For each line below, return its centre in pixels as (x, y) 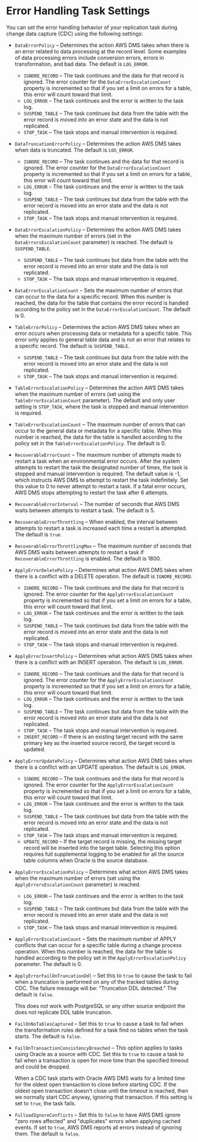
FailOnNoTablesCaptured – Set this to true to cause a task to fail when (99, 1023)
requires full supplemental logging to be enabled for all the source (104, 854)
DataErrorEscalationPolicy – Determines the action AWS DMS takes (98, 229)
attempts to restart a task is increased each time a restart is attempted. (101, 528)
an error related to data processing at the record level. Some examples (101, 51)
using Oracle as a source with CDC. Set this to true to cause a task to (99, 1054)
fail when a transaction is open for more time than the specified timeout (102, 1060)
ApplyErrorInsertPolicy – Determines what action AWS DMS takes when (103, 655)
